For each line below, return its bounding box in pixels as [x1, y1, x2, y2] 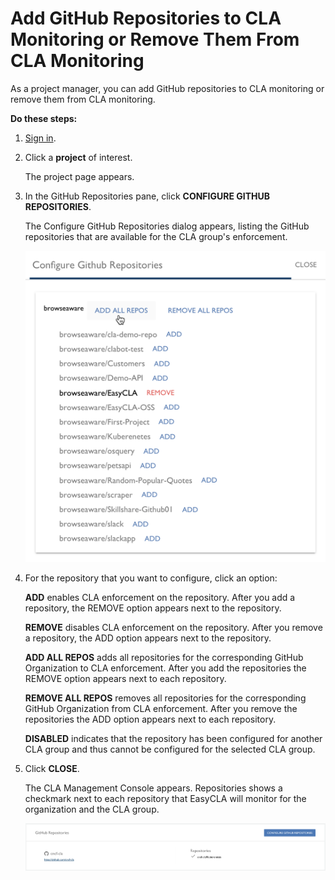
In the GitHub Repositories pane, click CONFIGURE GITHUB [24, 190, 271, 202]
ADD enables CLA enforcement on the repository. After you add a [24, 591, 296, 603]
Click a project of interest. [24, 151, 133, 163]
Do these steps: [10, 112, 78, 124]
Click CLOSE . [24, 762, 80, 774]
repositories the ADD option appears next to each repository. [24, 713, 277, 725]
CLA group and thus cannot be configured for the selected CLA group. [24, 743, 316, 755]
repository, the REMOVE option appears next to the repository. [24, 602, 282, 614]
